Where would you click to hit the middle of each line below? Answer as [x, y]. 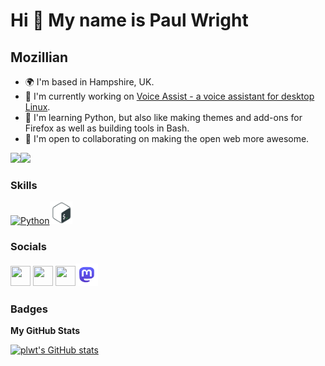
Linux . [37, 107]
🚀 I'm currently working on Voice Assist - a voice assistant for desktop [169, 96]
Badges [29, 309]
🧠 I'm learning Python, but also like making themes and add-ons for [163, 117]
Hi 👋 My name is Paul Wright [129, 20]
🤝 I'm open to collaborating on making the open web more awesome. [167, 138]
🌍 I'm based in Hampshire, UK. [89, 82]
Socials [28, 247]
